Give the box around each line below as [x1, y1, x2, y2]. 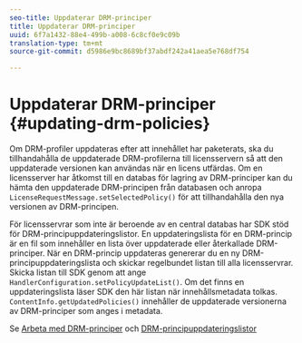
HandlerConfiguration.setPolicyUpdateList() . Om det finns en [9, 277, 245, 288]
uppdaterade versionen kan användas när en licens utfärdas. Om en [9, 162, 263, 173]
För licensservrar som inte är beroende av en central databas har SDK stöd [9, 219, 289, 230]
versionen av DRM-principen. [9, 201, 120, 212]
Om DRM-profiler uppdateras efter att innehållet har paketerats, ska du [9, 143, 274, 154]
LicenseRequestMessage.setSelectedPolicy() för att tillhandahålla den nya [9, 191, 284, 202]
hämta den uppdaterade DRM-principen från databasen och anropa [9, 182, 262, 193]
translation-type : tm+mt [9, 38, 103, 48]
